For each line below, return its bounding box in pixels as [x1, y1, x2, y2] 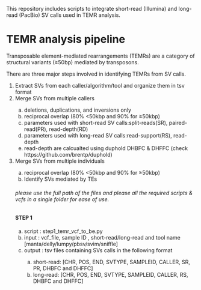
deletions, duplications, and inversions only [23, 106, 131, 113]
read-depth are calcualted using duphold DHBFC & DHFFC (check [23, 144, 188, 152]
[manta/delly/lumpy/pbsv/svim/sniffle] [23, 240, 119, 247]
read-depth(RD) [49, 125, 88, 133]
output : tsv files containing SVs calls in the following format [23, 246, 173, 254]
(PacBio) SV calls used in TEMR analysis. [19, 11, 120, 19]
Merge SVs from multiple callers [14, 94, 95, 101]
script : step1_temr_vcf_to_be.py [23, 228, 104, 235]
